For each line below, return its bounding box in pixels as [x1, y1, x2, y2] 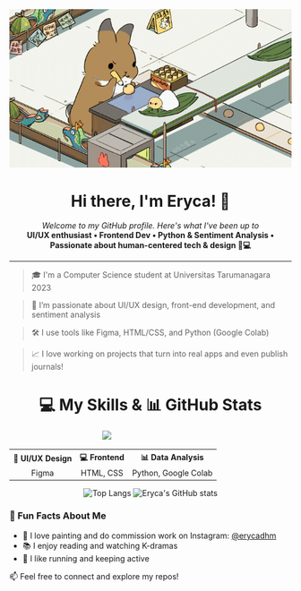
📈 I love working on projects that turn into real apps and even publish [30, 348, 288, 359]
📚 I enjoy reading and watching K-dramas [21, 540, 178, 551]
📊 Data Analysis [140, 451, 204, 462]
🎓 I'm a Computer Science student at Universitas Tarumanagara [30, 270, 271, 280]
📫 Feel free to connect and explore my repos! [9, 570, 179, 581]
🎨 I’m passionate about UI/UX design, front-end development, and [30, 300, 276, 311]
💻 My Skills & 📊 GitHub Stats [39, 394, 262, 415]
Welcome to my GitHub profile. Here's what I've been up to [41, 220, 260, 231]
